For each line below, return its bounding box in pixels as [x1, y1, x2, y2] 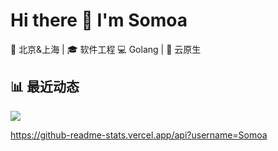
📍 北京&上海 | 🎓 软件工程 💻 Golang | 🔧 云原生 [10, 43, 202, 55]
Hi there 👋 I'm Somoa [10, 9, 188, 32]
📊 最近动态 [10, 79, 80, 96]
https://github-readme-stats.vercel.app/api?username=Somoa [10, 129, 268, 141]
